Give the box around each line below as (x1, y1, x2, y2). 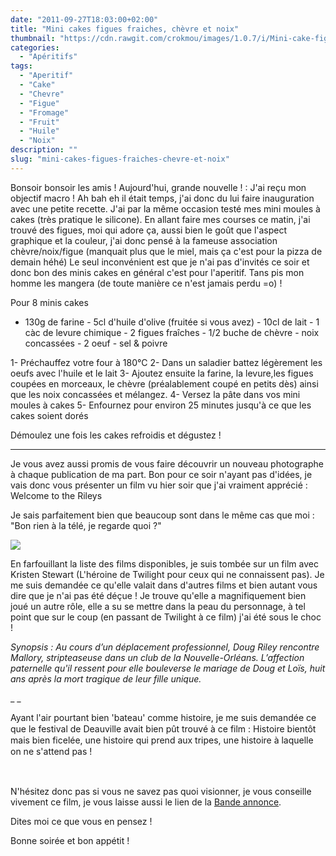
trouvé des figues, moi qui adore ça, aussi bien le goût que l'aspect (10, 224, 288, 236)
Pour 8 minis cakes (10, 296, 89, 308)
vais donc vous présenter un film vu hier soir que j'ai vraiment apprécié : (10, 479, 308, 491)
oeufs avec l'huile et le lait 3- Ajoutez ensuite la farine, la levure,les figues (10, 367, 314, 379)
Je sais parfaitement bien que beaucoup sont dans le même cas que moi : (10, 509, 315, 521)
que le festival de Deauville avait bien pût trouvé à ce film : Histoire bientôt (10, 722, 317, 735)
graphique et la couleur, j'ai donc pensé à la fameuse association (10, 234, 278, 246)
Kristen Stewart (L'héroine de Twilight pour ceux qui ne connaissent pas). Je (10, 568, 325, 580)
